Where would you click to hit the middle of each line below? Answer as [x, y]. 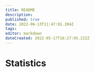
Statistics [26, 63]
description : [19, 15]
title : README [20, 10]
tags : [11, 29]
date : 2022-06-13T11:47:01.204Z [39, 24]
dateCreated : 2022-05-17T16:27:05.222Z [47, 39]
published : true [22, 19]
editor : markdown [24, 33]
